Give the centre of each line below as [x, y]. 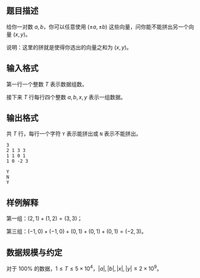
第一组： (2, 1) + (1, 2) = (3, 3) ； [45, 218]
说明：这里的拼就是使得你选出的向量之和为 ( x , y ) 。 [69, 47]
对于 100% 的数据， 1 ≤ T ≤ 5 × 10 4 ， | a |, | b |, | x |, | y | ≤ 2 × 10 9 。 [84, 268]
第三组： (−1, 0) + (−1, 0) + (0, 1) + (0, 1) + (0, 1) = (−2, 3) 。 [77, 231]
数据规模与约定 [34, 252]
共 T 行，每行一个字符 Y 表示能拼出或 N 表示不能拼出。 [74, 134]
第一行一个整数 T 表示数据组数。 [47, 84]
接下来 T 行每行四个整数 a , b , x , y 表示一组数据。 [66, 97]
